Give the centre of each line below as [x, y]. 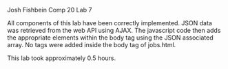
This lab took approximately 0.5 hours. [61, 58]
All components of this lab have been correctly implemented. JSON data [110, 23]
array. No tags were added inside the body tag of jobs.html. [92, 45]
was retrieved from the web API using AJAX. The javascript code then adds [114, 30]
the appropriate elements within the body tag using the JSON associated [110, 38]
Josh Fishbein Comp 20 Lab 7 [50, 10]
